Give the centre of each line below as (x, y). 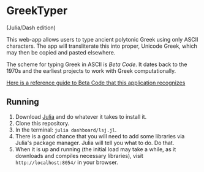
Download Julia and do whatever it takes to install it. (81, 116)
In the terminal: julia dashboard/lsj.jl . (66, 130)
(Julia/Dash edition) (31, 28)
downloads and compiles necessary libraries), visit (79, 155)
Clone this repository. (42, 123)
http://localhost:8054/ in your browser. (66, 162)
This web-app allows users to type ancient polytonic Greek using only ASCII (102, 39)
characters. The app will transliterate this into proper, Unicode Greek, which (102, 46)
